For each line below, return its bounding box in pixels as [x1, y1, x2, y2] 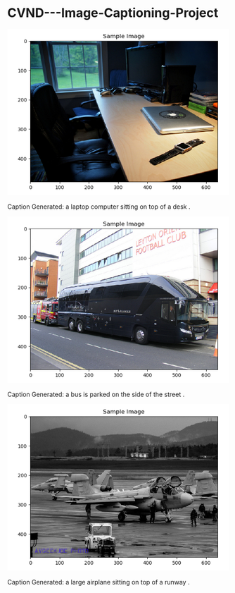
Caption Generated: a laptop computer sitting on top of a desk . [7, 202, 191, 211]
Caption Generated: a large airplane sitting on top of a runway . [7, 577, 190, 586]
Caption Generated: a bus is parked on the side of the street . [7, 390, 185, 398]
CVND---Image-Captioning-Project [7, 5, 219, 21]
